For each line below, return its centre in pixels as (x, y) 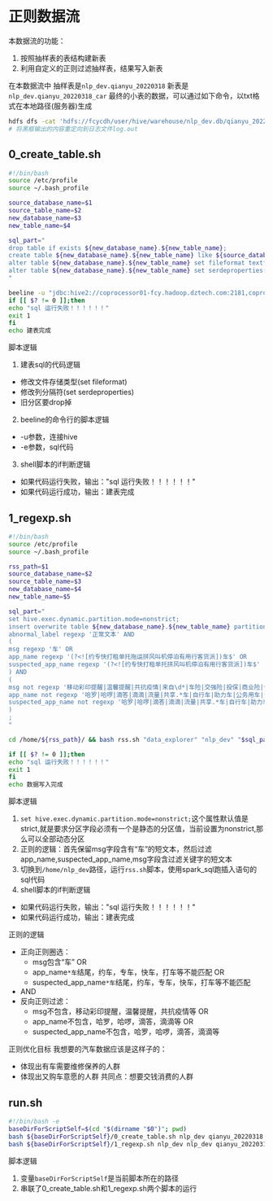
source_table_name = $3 (45, 582)
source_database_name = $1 (50, 203)
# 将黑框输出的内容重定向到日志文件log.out (73, 129)
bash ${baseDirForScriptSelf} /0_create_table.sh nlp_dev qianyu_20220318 (136, 1137)
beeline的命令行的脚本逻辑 (65, 419)
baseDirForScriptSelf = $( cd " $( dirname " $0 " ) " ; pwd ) (97, 1129)
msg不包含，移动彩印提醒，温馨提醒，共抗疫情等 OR (120, 1011)
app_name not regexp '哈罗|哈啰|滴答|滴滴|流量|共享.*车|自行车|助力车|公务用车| (136, 695)
